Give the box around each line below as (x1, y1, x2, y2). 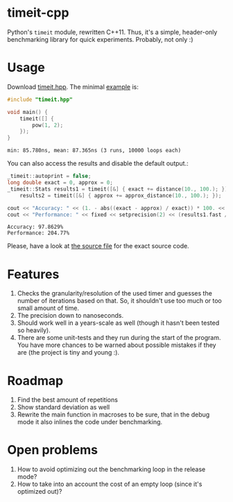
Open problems (7, 442, 98, 458)
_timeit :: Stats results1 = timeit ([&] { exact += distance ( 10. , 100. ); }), (7, 186, 231, 193)
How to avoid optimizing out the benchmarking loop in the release (17, 465, 206, 473)
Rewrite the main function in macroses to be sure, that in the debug (17, 410, 210, 419)
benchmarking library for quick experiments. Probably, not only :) (7, 35, 193, 43)
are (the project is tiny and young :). (17, 348, 120, 357)
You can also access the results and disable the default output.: (7, 159, 189, 168)
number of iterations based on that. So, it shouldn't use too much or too (17, 297, 222, 305)
